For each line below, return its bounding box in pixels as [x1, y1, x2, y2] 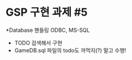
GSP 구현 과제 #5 [5, 5, 88, 19]
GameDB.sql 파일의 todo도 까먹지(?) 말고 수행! [14, 46, 127, 54]
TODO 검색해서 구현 [14, 39, 63, 46]
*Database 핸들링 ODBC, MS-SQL [5, 26, 90, 34]
